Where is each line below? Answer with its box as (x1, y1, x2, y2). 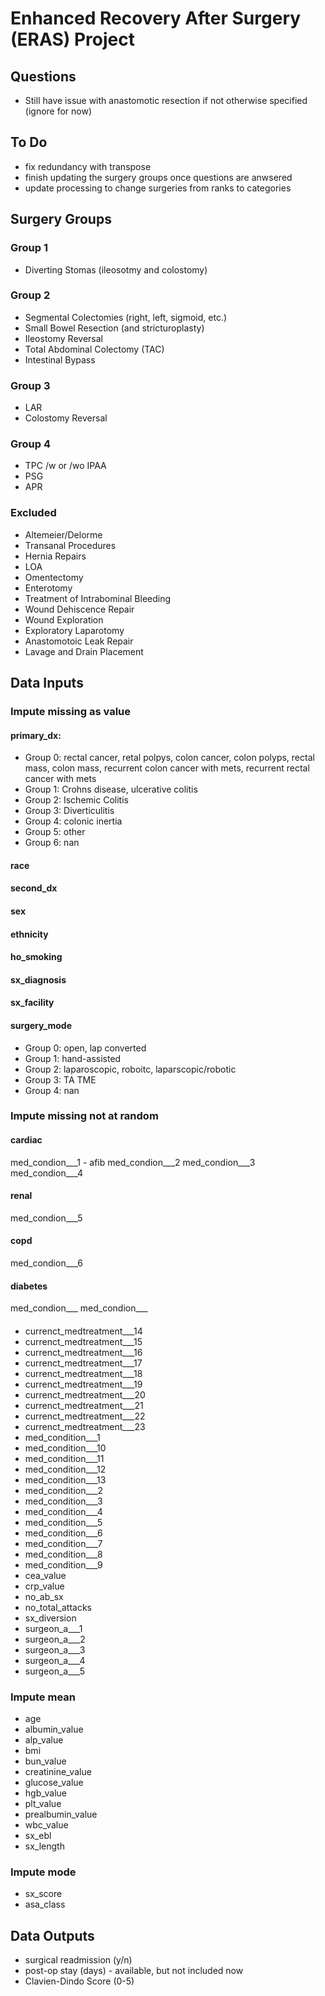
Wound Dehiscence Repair (24, 603, 135, 615)
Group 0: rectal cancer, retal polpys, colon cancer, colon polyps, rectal (24, 752, 315, 764)
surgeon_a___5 (24, 1665, 85, 1677)
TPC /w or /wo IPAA (24, 460, 107, 472)
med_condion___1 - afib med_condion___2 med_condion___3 (10, 1156, 256, 1168)
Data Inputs (10, 675, 84, 692)
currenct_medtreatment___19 (24, 1378, 143, 1390)
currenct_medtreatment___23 (24, 1420, 146, 1432)
